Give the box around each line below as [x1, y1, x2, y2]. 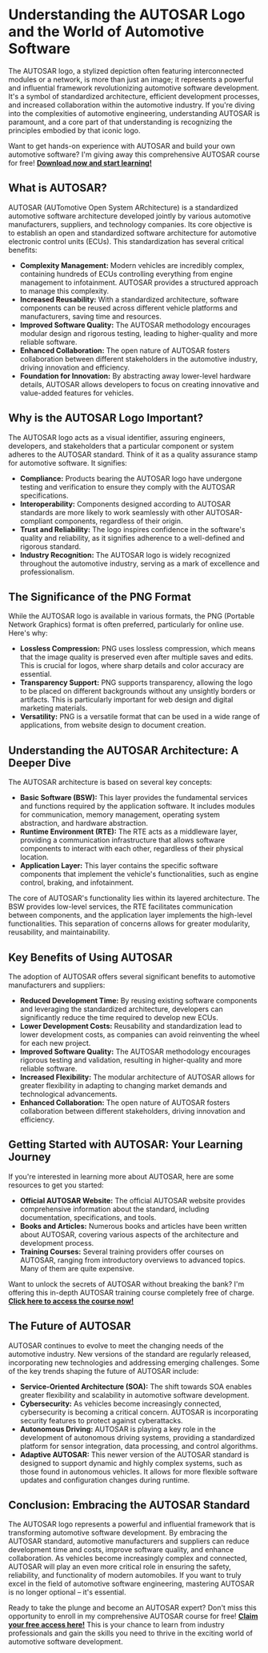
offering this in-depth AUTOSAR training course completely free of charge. [8, 1287, 254, 1297]
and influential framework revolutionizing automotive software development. [8, 82, 260, 93]
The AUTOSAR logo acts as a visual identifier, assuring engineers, [8, 432, 226, 442]
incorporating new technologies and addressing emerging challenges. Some [8, 1358, 260, 1367]
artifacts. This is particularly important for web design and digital [19, 694, 234, 705]
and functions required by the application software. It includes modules [19, 802, 255, 811]
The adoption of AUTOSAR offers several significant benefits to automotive [8, 972, 256, 981]
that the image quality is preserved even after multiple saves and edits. [19, 652, 254, 662]
